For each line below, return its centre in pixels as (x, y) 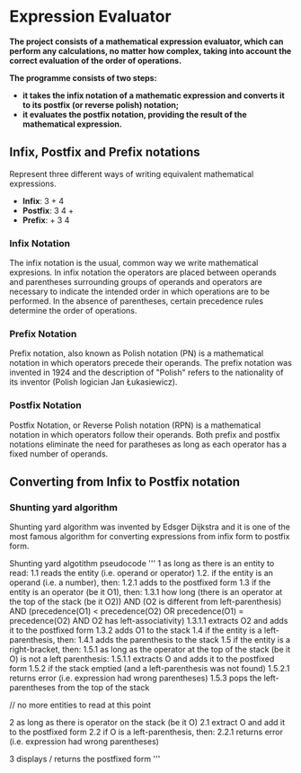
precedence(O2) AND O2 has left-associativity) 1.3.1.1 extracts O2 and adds (149, 621)
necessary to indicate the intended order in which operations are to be (140, 292)
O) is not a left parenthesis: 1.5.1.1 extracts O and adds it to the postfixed (142, 659)
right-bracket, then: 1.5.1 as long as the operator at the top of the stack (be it (150, 650)
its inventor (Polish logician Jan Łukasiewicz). (93, 382)
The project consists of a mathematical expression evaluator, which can (146, 41)
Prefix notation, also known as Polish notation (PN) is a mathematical (137, 353)
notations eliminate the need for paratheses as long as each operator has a (148, 444)
